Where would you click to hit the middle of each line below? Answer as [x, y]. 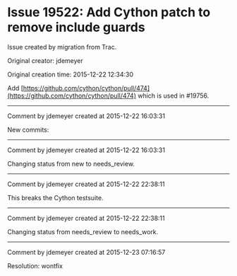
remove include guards [77, 27]
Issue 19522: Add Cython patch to [109, 12]
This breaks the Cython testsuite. [55, 197]
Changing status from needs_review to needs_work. [83, 231]
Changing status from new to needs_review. [71, 163]
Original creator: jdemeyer [45, 60]
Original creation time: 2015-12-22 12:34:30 [71, 74]
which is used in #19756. [173, 96]
